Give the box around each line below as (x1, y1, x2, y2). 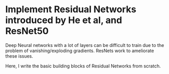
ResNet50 (5, 26, 49, 37)
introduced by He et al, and (5, 14, 122, 26)
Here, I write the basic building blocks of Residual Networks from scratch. (5, 63, 161, 69)
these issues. (5, 53, 33, 59)
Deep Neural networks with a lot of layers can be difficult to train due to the (5, 42, 164, 48)
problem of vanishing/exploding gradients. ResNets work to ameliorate (5, 47, 155, 54)
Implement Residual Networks (5, 4, 137, 15)
